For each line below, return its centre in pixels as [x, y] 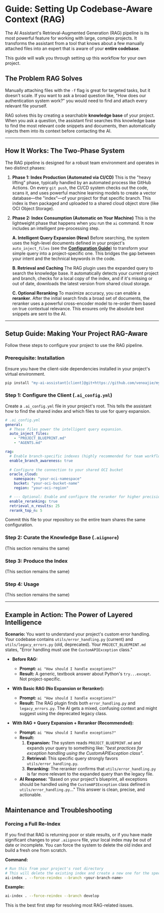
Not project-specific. [40, 679]
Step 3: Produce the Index [36, 561]
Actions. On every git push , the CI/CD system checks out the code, [80, 188]
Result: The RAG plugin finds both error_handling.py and [77, 703]
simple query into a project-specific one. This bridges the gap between [83, 253]
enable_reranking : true [33, 501]
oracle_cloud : [24, 474]
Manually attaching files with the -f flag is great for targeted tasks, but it [78, 90]
